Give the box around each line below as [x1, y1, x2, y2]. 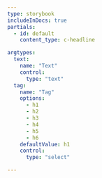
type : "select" [25, 154, 71, 161]
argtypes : [7, 49, 36, 56]
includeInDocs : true [7, 17, 68, 24]
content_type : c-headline [20, 37, 96, 44]
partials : [7, 23, 36, 30]
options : [20, 95, 45, 102]
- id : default [13, 30, 54, 37]
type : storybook [7, 10, 54, 18]
